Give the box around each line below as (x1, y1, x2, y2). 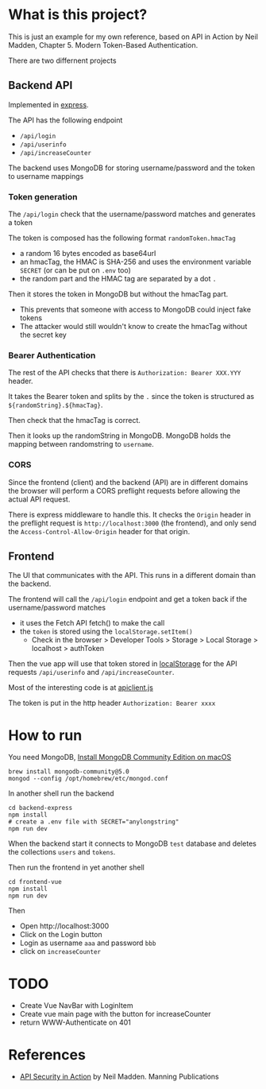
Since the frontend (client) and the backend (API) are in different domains (8, 477, 249, 486)
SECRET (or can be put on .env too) (19, 265, 131, 275)
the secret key (19, 330, 67, 339)
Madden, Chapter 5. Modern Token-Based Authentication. (8, 40, 199, 49)
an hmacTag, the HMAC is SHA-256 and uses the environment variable (19, 257, 252, 267)
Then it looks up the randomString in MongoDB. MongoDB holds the (8, 431, 231, 440)
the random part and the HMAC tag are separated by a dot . (19, 274, 217, 284)
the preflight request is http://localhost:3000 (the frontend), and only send (8, 518, 256, 528)
